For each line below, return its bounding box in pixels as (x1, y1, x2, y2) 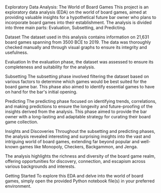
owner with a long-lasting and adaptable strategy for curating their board (5, 114, 151, 119)
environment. (5, 183, 32, 189)
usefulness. (5, 49, 28, 55)
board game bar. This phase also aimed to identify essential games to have (5, 84, 155, 89)
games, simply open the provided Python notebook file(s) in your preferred (5, 178, 155, 184)
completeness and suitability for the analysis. (5, 64, 96, 70)
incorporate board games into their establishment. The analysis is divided (5, 19, 152, 25)
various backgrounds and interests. (5, 163, 76, 169)
